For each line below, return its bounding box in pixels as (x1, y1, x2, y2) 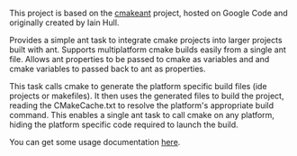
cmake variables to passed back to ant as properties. (9, 63, 206, 74)
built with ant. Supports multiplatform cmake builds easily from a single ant (9, 44, 286, 55)
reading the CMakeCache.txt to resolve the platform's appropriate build (9, 100, 274, 111)
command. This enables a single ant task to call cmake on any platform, (9, 110, 274, 120)
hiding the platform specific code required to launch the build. (9, 119, 238, 130)
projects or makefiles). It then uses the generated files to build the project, (9, 90, 284, 101)
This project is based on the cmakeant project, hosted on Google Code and (9, 8, 288, 18)
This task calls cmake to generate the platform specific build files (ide (9, 81, 267, 91)
